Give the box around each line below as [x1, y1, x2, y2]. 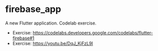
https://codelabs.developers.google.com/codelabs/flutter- [32, 29, 153, 35]
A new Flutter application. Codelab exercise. [5, 20, 97, 26]
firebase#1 [12, 35, 35, 41]
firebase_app [5, 3, 61, 15]
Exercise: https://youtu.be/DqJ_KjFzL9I [12, 40, 93, 46]
